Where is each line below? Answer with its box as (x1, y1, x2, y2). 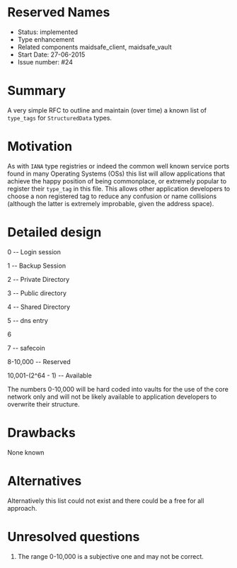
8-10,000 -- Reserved (7, 357, 71, 365)
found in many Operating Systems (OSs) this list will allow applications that (7, 169, 225, 178)
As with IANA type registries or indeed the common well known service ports (7, 161, 230, 170)
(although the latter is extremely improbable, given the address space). (7, 199, 214, 208)
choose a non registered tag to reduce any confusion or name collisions (7, 192, 217, 200)
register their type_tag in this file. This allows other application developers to (7, 184, 231, 193)
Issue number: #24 (17, 57, 73, 66)
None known (7, 448, 45, 457)
